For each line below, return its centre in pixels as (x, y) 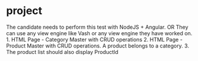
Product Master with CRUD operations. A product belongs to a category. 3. (98, 46)
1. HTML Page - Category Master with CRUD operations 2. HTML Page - (95, 39)
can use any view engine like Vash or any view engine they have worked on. (99, 33)
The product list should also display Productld (62, 52)
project (24, 11)
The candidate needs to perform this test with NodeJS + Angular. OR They (97, 27)
